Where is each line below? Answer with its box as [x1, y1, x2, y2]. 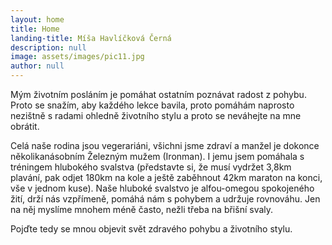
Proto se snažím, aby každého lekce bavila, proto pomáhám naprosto [10, 99, 295, 111]
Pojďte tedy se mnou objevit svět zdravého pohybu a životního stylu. [10, 223, 293, 235]
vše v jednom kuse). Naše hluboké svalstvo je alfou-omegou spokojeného [10, 182, 315, 194]
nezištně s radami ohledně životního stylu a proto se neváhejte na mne [10, 110, 302, 121]
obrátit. [10, 121, 40, 132]
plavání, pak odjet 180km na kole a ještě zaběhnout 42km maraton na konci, [10, 172, 323, 183]
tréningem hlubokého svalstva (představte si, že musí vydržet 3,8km [10, 161, 292, 173]
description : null [10, 42, 87, 53]
